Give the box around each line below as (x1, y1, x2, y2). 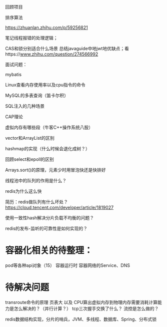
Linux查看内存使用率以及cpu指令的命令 (5, 82, 86, 88)
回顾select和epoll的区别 (5, 156, 54, 162)
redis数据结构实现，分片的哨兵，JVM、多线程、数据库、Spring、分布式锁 (5, 316, 157, 322)
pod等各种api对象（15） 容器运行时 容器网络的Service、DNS (5, 262, 130, 268)
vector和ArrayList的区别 (5, 135, 55, 141)
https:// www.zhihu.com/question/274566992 (5, 51, 98, 57)
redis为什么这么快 (5, 188, 42, 194)
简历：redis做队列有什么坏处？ (5, 199, 68, 205)
